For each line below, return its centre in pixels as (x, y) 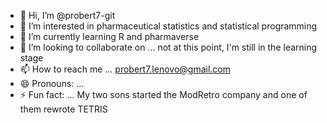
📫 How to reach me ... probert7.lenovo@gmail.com (125, 69)
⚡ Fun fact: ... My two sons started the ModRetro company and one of (163, 94)
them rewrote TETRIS (63, 109)
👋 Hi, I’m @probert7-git (67, 15)
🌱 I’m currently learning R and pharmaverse (109, 36)
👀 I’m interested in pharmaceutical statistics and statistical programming (168, 26)
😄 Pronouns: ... (52, 83)
